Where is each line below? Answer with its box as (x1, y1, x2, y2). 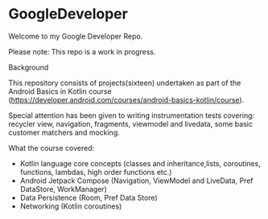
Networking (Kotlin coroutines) (19, 201, 122, 211)
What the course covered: (8, 143, 95, 152)
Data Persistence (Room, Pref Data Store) (19, 193, 159, 202)
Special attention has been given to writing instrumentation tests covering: (8, 110, 255, 120)
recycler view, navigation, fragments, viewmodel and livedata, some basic (8, 119, 254, 128)
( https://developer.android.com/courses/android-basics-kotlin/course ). (8, 95, 245, 104)
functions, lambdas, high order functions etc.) (19, 167, 172, 176)
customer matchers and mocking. (8, 128, 121, 137)
